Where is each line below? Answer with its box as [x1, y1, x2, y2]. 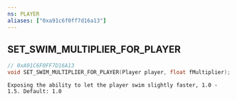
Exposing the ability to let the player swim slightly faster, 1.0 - [7, 82, 218, 89]
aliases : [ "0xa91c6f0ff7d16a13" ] [7, 17, 107, 24]
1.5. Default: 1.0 [7, 88, 62, 95]
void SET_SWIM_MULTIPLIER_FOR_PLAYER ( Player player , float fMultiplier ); [7, 69, 231, 76]
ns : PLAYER [7, 10, 40, 18]
